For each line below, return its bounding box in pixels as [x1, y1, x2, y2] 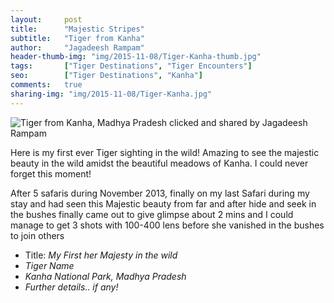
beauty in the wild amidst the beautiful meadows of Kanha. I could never [10, 157, 309, 169]
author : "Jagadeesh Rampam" [10, 42, 145, 53]
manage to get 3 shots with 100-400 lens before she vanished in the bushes [10, 219, 325, 231]
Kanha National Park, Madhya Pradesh [24, 270, 187, 282]
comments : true [10, 80, 83, 90]
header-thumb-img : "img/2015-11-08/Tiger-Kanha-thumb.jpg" [10, 52, 262, 62]
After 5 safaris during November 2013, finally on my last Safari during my [10, 187, 310, 199]
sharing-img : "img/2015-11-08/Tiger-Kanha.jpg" [10, 89, 213, 99]
